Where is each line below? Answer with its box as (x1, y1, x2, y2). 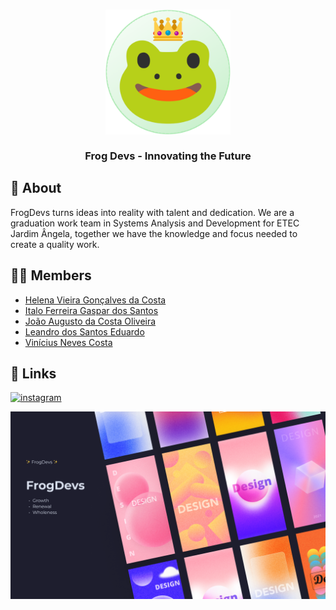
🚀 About (10, 180, 62, 197)
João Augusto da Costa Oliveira (24, 315, 157, 327)
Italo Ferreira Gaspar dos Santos (24, 304, 159, 316)
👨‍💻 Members (10, 267, 92, 284)
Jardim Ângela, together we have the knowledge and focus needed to (10, 227, 298, 239)
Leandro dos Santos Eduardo (24, 325, 145, 338)
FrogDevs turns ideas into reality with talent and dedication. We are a (10, 206, 295, 218)
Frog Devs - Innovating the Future (84, 149, 252, 163)
